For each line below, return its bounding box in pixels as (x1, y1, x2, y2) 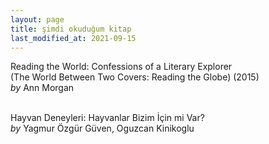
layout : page (10, 14, 65, 25)
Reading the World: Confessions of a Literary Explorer (10, 61, 233, 73)
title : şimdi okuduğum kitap (10, 24, 132, 34)
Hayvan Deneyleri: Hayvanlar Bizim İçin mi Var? (10, 112, 205, 124)
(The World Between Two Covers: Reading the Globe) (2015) (10, 71, 260, 83)
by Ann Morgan (10, 82, 75, 94)
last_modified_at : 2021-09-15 (10, 33, 137, 43)
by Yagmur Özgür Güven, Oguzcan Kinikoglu (10, 122, 195, 135)
